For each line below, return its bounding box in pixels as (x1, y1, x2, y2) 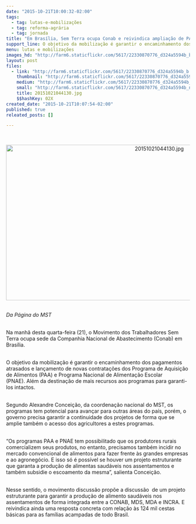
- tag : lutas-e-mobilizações (11, 19, 82, 25)
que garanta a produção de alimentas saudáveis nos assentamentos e (6, 463, 174, 470)
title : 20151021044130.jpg (16, 90, 82, 96)
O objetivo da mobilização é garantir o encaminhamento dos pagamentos (6, 359, 183, 366)
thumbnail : (16, 74, 43, 80)
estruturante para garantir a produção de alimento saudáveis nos (6, 492, 162, 499)
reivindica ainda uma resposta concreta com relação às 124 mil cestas (6, 505, 175, 512)
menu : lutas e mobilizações (6, 47, 75, 53)
